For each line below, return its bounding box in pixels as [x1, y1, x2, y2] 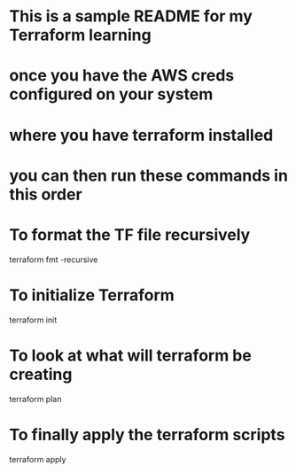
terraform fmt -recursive [9, 254, 98, 265]
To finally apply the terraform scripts [9, 424, 285, 445]
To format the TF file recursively [9, 224, 251, 244]
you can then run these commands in [9, 166, 288, 185]
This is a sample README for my [9, 6, 253, 27]
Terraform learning [9, 25, 152, 45]
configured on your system [9, 84, 214, 105]
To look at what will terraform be [9, 345, 253, 365]
